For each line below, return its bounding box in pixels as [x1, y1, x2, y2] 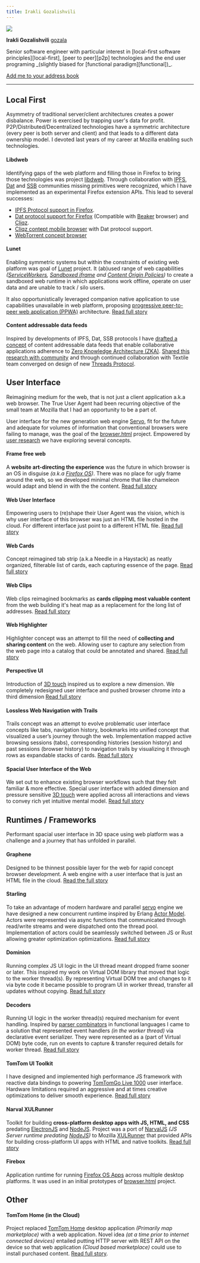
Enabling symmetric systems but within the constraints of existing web [6, 258, 180, 265]
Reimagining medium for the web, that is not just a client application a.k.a [6, 393, 186, 400]
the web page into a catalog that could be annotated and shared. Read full [6, 647, 188, 654]
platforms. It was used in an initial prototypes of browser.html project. [6, 1177, 177, 1184]
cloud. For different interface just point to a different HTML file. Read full [6, 522, 183, 530]
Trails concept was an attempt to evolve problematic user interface [6, 720, 171, 728]
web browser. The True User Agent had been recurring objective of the [6, 400, 180, 407]
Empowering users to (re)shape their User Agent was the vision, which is [6, 509, 185, 516]
